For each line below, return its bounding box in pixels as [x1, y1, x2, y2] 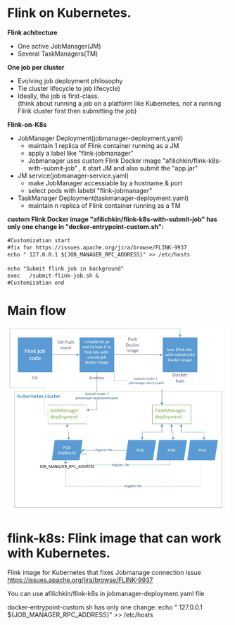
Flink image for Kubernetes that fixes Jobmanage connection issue [7, 569, 202, 577]
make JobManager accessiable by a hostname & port [27, 178, 183, 187]
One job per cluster [7, 63, 65, 71]
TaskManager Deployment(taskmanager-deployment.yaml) [17, 194, 189, 202]
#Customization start [7, 237, 71, 244]
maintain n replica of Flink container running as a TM [27, 201, 181, 209]
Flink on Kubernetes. [7, 5, 132, 21]
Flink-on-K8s [7, 120, 47, 128]
